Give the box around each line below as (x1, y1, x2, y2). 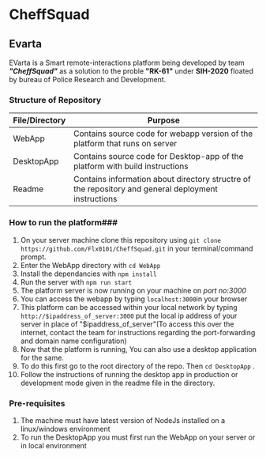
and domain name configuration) (20, 336, 127, 346)
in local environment (20, 440, 87, 450)
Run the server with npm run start (20, 277, 133, 286)
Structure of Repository (9, 94, 102, 105)
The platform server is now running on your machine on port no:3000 (20, 285, 247, 295)
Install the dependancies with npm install (20, 269, 157, 278)
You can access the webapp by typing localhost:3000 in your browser (20, 294, 248, 304)
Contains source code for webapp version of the (73, 128, 253, 139)
